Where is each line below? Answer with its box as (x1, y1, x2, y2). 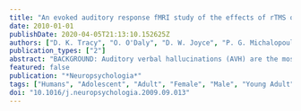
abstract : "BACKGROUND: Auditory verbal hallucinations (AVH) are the (9, 55, 279, 64)
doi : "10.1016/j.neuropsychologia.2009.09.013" (9, 88, 191, 97)
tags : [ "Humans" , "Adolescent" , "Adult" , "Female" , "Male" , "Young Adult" (9, 80, 295, 89)
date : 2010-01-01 (9, 21, 74, 30)
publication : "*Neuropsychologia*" (9, 72, 142, 81)
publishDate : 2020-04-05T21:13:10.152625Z (9, 30, 170, 38)
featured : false (9, 64, 70, 73)
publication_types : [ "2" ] (9, 47, 106, 55)
